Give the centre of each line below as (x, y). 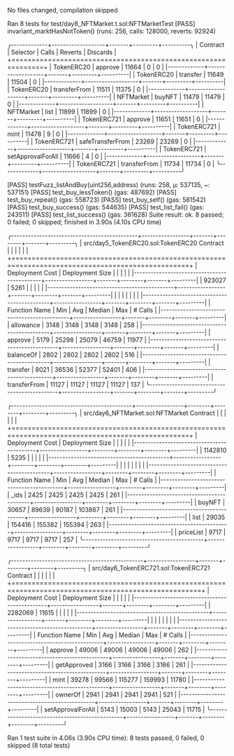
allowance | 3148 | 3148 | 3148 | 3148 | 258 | (75, 325)
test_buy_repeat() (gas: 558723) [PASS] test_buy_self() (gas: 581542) (107, 200)
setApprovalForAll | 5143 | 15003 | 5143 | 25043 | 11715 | (125, 709)
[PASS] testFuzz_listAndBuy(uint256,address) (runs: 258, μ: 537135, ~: (109, 185)
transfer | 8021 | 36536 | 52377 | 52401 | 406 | (74, 370)
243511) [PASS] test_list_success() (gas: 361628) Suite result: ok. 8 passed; (116, 214)
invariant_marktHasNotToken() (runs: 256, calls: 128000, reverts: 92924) (112, 31)
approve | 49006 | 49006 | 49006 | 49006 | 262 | (122, 650)
